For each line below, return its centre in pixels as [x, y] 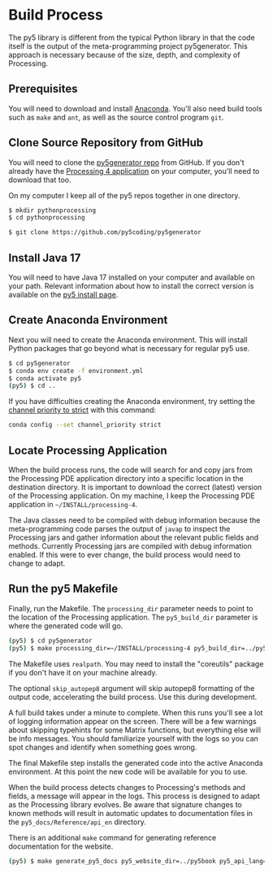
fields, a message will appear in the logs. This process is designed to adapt [134, 796]
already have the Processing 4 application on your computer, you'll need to [134, 171]
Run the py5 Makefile [63, 589]
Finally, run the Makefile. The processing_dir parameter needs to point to [131, 608]
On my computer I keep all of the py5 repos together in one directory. [124, 195]
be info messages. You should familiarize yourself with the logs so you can [133, 738]
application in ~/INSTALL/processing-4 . [73, 504]
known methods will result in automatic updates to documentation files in [131, 813]
